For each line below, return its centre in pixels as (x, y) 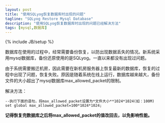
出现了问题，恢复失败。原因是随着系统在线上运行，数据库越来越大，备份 (87, 74)
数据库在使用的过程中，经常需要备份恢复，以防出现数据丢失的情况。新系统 (80, 52)
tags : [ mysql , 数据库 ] (26, 28)
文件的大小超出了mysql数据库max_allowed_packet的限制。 (64, 81)
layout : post (18, 10)
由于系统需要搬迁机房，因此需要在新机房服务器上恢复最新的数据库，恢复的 (80, 69)
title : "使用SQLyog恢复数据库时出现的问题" (45, 14)
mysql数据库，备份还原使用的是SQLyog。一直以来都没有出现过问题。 (79, 58)
